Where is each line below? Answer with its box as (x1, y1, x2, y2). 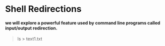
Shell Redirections (5, 3, 82, 15)
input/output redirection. (5, 25, 58, 31)
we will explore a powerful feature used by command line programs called (5, 20, 161, 25)
